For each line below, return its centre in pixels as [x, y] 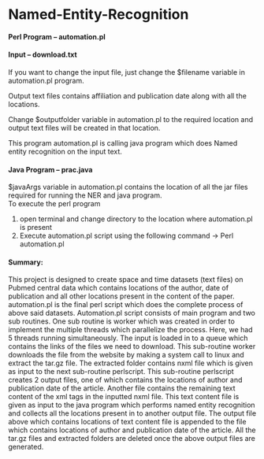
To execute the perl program [54, 204]
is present [36, 228]
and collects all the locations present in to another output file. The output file [132, 413]
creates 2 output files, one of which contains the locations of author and [125, 380]
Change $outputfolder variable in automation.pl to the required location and [131, 119]
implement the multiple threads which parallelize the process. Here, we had [131, 330]
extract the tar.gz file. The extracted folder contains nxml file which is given [131, 363]
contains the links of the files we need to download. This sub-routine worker [132, 346]
